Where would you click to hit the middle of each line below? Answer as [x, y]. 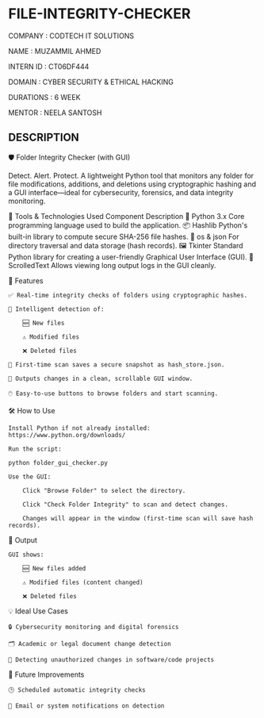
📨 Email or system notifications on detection [86, 706]
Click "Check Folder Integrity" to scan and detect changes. [125, 505]
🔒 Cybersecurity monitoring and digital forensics [94, 627]
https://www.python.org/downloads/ [67, 435]
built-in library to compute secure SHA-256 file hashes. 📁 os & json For [124, 236]
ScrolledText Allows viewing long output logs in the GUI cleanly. [112, 265]
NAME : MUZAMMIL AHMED [55, 51]
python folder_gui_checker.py [58, 463]
